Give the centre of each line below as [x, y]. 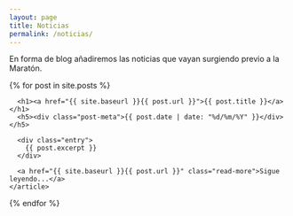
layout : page [33, 17]
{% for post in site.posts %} [60, 86]
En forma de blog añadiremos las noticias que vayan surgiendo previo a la [144, 59]
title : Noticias [39, 26]
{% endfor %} [35, 204]
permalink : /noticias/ [51, 34]
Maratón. [26, 68]
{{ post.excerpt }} [61, 148]
